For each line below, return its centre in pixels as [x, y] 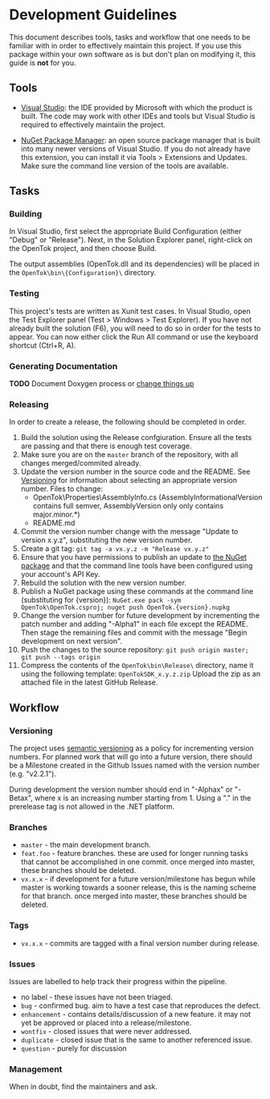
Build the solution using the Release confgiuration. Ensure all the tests [136, 438]
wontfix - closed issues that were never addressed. [106, 1031]
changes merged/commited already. [81, 463]
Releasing [29, 404]
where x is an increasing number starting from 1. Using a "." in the [143, 798]
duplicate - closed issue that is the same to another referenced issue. [136, 1039]
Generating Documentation [63, 366]
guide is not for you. [43, 63]
